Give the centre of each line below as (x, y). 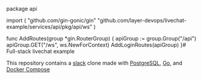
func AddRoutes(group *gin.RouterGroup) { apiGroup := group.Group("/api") (101, 38)
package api (22, 9)
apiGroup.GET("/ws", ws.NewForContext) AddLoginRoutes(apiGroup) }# (96, 45)
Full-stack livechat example (40, 51)
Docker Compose (28, 69)
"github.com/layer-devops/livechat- (142, 20)
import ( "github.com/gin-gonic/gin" (51, 20)
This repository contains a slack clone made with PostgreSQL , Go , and (94, 63)
